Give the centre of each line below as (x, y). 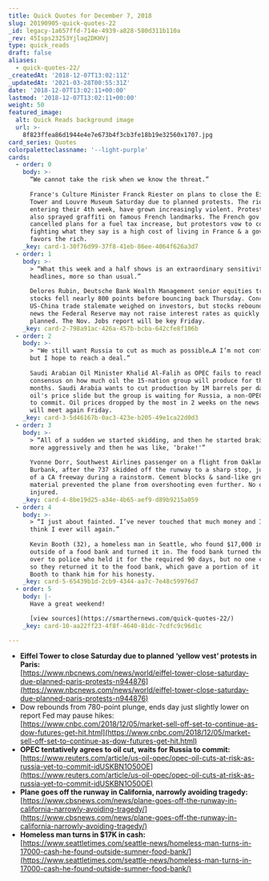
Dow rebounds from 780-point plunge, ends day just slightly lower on (134, 706)
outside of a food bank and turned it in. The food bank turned (139, 552)
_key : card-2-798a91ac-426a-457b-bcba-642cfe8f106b (110, 328)
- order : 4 (34, 507)
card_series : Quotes (43, 142)
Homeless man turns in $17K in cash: (82, 835)
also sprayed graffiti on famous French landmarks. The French (137, 217)
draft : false (30, 53)
